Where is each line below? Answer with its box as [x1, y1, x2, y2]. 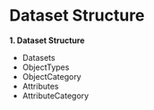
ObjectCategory [21, 71, 82, 81]
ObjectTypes [21, 62, 70, 72]
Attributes [21, 80, 59, 91]
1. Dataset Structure [9, 35, 85, 46]
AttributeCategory [21, 90, 90, 101]
